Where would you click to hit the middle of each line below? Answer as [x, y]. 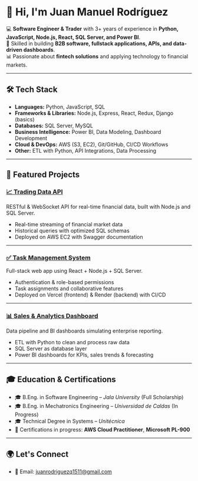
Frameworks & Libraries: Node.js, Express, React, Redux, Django [94, 113]
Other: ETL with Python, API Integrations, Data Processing [85, 150]
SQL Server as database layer [51, 349]
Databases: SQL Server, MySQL [54, 126]
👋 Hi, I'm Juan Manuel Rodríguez [87, 12]
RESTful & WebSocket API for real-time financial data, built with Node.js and [98, 207]
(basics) [24, 119]
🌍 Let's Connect [37, 454]
